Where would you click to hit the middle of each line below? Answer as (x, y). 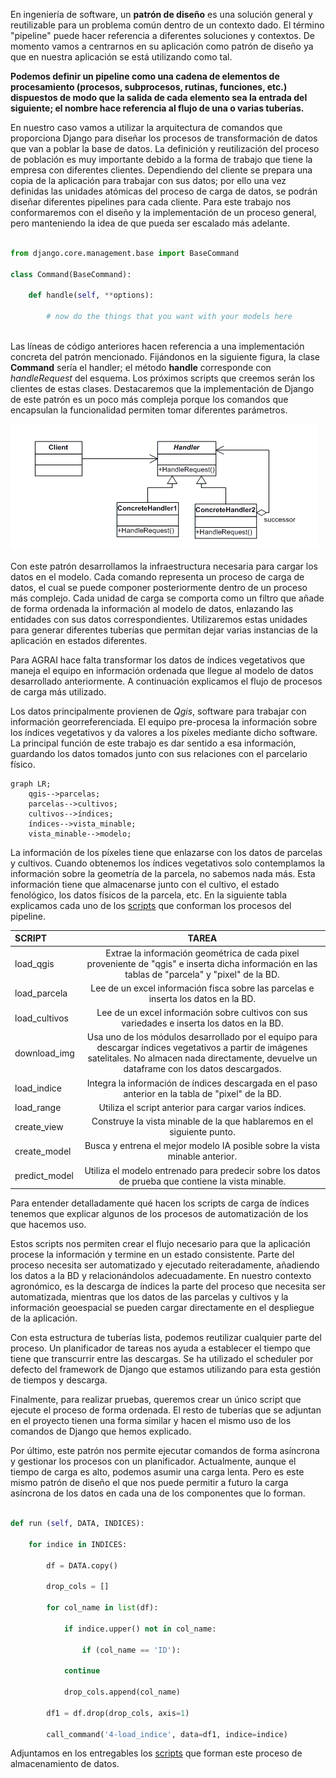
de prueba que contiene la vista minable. (202, 1181)
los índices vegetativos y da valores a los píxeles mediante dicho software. (164, 732)
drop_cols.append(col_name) (122, 1692)
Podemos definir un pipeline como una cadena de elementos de (145, 76)
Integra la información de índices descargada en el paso (202, 1083)
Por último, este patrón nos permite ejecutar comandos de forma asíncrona (165, 1451)
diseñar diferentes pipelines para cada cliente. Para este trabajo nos (151, 202)
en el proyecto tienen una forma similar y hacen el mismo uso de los (151, 1421)
